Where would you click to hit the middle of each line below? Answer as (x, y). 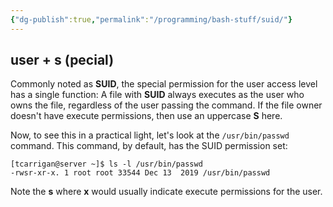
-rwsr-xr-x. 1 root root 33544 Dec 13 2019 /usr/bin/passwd (140, 173)
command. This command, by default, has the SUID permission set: (149, 146)
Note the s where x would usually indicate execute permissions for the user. (166, 192)
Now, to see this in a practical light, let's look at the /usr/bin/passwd (150, 135)
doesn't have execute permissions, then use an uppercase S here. (146, 116)
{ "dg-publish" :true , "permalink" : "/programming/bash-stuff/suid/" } (151, 19)
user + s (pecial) (62, 60)
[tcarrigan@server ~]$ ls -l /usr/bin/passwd (106, 164)
